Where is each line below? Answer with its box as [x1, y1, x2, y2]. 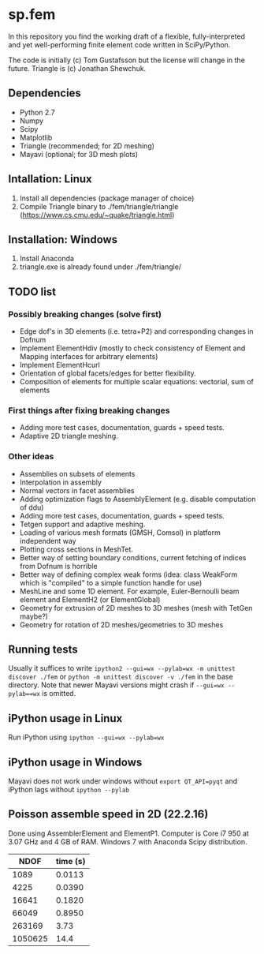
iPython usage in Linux [8, 712, 123, 725]
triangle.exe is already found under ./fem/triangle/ [19, 262, 182, 271]
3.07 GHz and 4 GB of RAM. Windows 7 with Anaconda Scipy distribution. [8, 836, 247, 846]
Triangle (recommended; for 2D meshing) [19, 140, 155, 151]
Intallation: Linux [8, 172, 92, 186]
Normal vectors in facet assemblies [19, 485, 135, 495]
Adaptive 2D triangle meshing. [19, 432, 118, 441]
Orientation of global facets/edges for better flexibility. [19, 369, 197, 378]
